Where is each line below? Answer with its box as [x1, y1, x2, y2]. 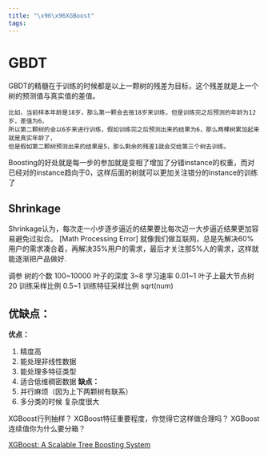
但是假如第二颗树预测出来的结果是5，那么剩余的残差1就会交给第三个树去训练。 [8, 143, 230, 151]
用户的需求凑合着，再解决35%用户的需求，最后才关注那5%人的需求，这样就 [8, 244, 259, 253]
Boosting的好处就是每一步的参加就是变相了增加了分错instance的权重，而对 [8, 158, 255, 168]
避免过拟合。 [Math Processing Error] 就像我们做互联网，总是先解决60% [14, 234, 254, 244]
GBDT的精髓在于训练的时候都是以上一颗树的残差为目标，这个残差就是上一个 [8, 81, 259, 91]
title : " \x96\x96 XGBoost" [8, 11, 94, 20]
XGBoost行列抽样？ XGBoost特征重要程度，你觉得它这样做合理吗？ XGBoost [8, 414, 260, 423]
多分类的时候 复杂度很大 [19, 397, 100, 406]
